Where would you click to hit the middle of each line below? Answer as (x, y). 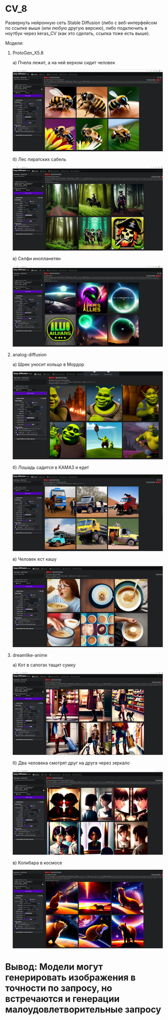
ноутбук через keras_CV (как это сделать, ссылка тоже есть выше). (77, 33)
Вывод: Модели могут (54, 966)
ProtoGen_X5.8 (28, 53)
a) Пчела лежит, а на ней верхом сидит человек (64, 62)
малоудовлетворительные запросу (83, 1009)
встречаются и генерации (62, 999)
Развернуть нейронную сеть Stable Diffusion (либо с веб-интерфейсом (81, 23)
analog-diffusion (29, 355)
